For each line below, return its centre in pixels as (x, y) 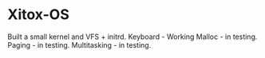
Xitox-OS (38, 15)
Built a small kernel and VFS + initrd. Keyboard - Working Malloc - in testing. (132, 37)
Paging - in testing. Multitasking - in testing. (79, 44)
